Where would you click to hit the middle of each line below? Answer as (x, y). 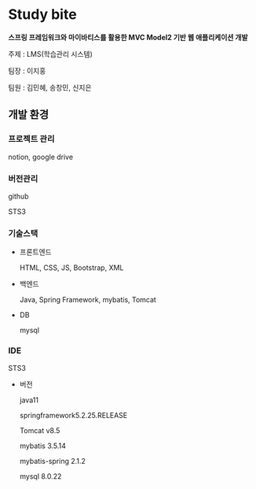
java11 (29, 400)
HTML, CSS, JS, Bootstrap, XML (71, 268)
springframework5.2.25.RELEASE (73, 415)
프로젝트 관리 (31, 139)
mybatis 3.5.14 (43, 446)
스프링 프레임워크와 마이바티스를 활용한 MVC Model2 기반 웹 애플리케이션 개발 (128, 37)
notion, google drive (40, 157)
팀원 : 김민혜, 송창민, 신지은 (50, 87)
